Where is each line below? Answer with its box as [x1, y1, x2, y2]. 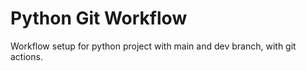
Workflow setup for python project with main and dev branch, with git [10, 40, 297, 52]
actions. [10, 50, 43, 62]
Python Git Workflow [10, 7, 188, 30]
